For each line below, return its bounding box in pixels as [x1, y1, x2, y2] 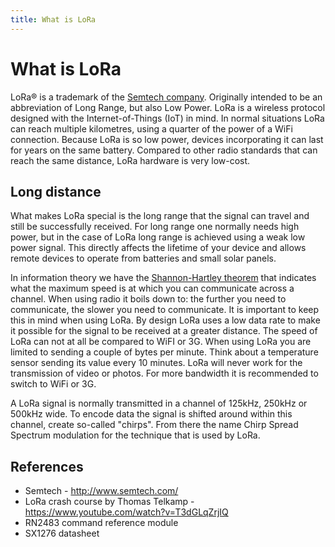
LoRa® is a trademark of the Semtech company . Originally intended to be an [10, 91, 323, 103]
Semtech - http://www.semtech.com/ [24, 485, 179, 497]
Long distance [10, 183, 102, 200]
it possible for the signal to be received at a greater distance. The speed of [10, 325, 318, 337]
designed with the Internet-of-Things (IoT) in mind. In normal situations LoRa [10, 112, 325, 124]
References [10, 458, 84, 475]
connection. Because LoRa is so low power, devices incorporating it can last [10, 133, 324, 145]
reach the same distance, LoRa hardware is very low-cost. [10, 154, 251, 166]
